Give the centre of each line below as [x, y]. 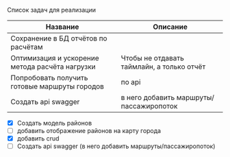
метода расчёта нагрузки [53, 67]
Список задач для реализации [51, 10]
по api [131, 82]
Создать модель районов [54, 123]
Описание [170, 27]
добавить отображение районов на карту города [89, 131]
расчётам [27, 47]
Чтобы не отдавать [153, 58]
